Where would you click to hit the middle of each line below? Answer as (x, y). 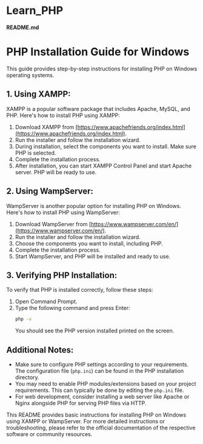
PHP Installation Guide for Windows (98, 52)
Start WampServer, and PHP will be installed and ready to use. (93, 256)
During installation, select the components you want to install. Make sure (106, 146)
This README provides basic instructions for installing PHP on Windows (96, 415)
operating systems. (30, 75)
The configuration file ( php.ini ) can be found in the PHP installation (99, 371)
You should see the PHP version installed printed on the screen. (95, 331)
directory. (27, 377)
